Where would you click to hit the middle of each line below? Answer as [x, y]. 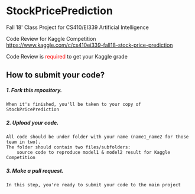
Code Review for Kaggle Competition [51, 38]
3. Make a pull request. [35, 170]
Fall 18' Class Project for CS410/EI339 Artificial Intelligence [77, 27]
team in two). [24, 142]
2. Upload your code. [32, 122]
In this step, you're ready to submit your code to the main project [94, 185]
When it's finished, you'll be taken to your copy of [74, 105]
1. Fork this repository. [34, 90]
